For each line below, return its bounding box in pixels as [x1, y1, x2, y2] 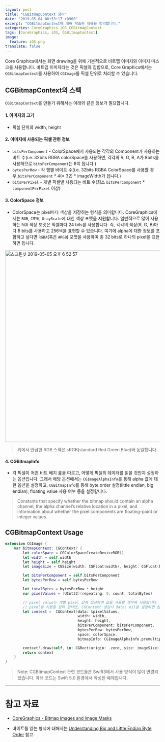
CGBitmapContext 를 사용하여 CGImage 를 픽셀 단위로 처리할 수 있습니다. [5, 70, 138, 76]
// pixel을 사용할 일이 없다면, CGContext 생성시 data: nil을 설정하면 [23, 605, 155, 609]
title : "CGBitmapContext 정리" [5, 12, 67, 17]
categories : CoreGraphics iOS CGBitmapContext [5, 26, 102, 31]
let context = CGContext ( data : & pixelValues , [23, 609, 120, 614]
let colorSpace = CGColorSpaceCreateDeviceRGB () [23, 550, 124, 555]
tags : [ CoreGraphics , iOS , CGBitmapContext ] [5, 30, 98, 35]
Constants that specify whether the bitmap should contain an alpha [17, 498, 153, 504]
